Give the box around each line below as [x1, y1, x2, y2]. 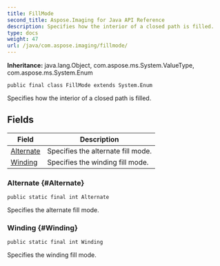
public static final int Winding [7, 239, 103, 246]
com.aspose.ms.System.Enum [7, 68, 93, 77]
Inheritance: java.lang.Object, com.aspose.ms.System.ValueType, [7, 61, 194, 69]
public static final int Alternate [7, 194, 110, 201]
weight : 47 [7, 36, 39, 43]
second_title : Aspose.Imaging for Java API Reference [7, 17, 166, 23]
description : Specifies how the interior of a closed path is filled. [7, 23, 214, 30]
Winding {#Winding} [7, 223, 78, 233]
